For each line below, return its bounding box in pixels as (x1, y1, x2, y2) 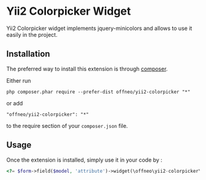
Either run (6, 77, 31, 84)
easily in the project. (6, 31, 58, 38)
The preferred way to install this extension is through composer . (6, 65, 168, 72)
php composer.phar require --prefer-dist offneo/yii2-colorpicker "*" (6, 89, 191, 95)
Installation (6, 49, 50, 59)
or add (6, 99, 23, 107)
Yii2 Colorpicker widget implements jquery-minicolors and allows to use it (6, 24, 193, 32)
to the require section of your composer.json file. (6, 122, 128, 129)
